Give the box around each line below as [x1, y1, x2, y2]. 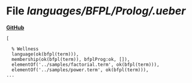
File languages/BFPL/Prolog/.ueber [6, 4, 186, 18]
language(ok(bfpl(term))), [11, 51, 79, 57]
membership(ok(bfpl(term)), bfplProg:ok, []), [11, 56, 130, 62]
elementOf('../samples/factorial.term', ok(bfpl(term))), [11, 62, 160, 67]
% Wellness [11, 46, 39, 52]
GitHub [6, 24, 25, 31]
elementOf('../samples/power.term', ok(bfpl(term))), [11, 67, 149, 73]
